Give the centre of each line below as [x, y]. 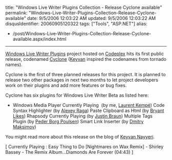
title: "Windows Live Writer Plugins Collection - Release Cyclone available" [84, 7]
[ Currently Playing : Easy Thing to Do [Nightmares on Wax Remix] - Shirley [84, 147]
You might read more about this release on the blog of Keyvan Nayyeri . [80, 137]
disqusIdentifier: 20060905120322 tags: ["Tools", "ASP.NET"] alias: [76, 24]
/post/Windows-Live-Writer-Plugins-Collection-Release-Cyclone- [82, 33]
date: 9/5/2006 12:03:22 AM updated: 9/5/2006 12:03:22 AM [92, 18]
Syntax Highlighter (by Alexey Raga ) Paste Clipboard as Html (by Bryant [88, 110]
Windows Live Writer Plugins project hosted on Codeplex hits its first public [85, 54]
